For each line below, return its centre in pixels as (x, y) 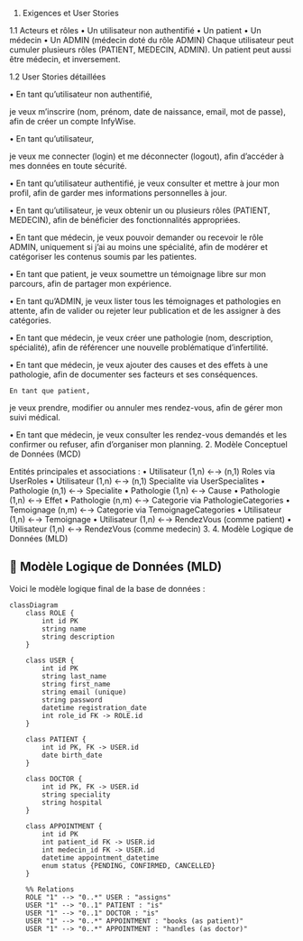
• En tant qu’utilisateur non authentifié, (81, 94)
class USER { (50, 660)
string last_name (74, 676)
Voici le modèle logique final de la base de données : (107, 588)
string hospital (72, 802)
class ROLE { (50, 613)
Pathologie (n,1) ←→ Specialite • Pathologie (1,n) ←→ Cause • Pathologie (145, 490)
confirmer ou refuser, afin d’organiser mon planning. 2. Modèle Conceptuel (149, 444)
